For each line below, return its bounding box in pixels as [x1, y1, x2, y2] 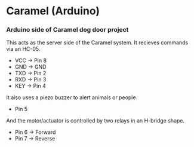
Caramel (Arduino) [6, 4, 100, 18]
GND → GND [14, 63, 47, 71]
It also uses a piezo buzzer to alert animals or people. [6, 94, 138, 101]
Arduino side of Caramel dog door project [6, 26, 129, 34]
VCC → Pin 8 [14, 57, 47, 64]
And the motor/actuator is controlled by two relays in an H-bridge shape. [6, 117, 185, 124]
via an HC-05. [6, 45, 41, 53]
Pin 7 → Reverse [14, 135, 56, 142]
